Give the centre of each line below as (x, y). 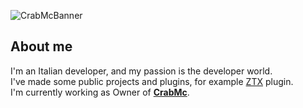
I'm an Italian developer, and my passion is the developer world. (141, 71)
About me (41, 46)
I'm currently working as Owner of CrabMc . (100, 92)
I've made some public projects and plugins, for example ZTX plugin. (152, 81)
